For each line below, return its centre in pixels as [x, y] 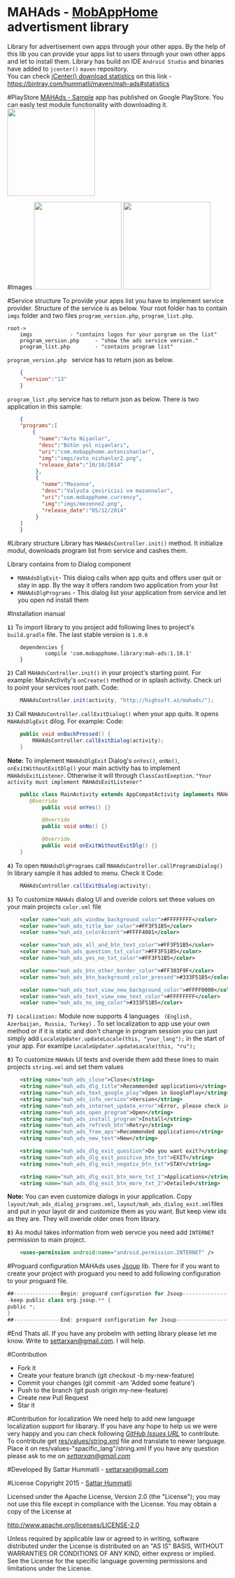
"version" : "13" [45, 379]
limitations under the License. [50, 1568]
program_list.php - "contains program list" [97, 347]
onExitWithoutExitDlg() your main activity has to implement [94, 768]
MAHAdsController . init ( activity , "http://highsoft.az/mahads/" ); [117, 701]
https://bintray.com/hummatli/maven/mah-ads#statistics [88, 83]
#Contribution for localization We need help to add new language [101, 1418]
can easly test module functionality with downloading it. [87, 104]
